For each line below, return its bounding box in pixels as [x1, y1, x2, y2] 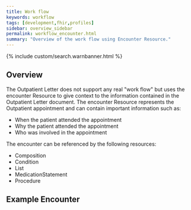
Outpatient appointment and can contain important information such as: [6, 105, 182, 112]
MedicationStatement [14, 171, 68, 178]
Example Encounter [6, 195, 80, 205]
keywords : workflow [6, 14, 55, 20]
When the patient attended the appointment [14, 116, 122, 123]
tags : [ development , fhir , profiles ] [6, 20, 94, 26]
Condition [14, 158, 39, 165]
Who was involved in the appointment [14, 128, 107, 136]
